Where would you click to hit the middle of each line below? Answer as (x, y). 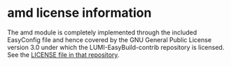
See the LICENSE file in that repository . (63, 55)
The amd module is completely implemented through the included (102, 32)
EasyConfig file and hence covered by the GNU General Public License (110, 39)
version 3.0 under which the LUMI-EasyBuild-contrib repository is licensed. (116, 47)
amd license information (79, 13)
